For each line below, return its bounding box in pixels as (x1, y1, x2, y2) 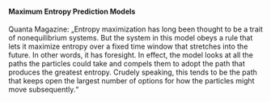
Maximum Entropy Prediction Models (8, 6, 136, 16)
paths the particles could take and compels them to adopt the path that (8, 59, 245, 69)
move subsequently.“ (8, 85, 79, 95)
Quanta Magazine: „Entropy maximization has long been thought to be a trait (8, 24, 263, 34)
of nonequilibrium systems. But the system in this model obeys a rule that (8, 33, 253, 43)
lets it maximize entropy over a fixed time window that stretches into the (8, 41, 248, 52)
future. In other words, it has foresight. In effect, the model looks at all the (8, 50, 253, 60)
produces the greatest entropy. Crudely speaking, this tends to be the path (8, 67, 257, 77)
